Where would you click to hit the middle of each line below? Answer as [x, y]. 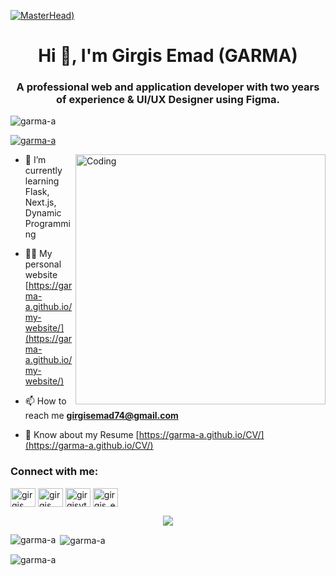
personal [43, 264]
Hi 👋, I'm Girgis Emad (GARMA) [168, 56]
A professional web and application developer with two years [168, 87]
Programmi [47, 224]
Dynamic [43, 213]
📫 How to [45, 401]
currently [43, 171]
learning [42, 181]
